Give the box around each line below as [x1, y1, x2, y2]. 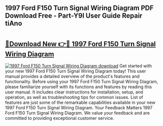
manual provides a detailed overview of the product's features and [5, 73, 140, 79]
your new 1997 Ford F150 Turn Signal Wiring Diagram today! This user [5, 68, 146, 74]
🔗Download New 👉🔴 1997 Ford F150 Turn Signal [5, 39, 156, 48]
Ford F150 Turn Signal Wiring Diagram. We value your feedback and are [5, 110, 150, 116]
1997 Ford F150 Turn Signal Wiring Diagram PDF [5, 4, 154, 12]
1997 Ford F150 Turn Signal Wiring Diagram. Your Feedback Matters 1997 [5, 105, 153, 110]
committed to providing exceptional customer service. [5, 115, 114, 121]
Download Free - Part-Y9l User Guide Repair [5, 12, 142, 20]
